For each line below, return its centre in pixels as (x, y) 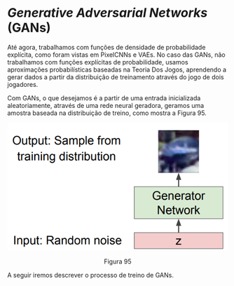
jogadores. (23, 84)
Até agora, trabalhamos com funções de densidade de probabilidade (106, 47)
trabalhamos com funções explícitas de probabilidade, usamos (98, 62)
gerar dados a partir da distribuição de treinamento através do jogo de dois (116, 77)
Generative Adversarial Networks (108, 13)
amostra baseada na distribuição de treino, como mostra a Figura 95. (107, 113)
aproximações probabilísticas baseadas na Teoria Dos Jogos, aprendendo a (117, 69)
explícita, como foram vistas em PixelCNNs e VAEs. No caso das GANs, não (116, 55)
